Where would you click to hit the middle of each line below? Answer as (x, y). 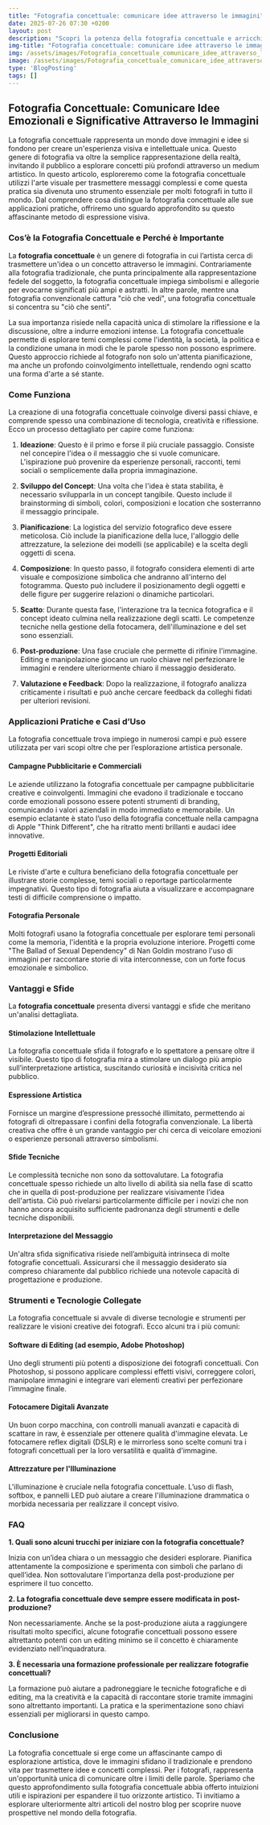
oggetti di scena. (48, 553)
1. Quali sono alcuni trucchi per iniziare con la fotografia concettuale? (127, 1543)
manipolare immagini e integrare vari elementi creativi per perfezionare (126, 1380)
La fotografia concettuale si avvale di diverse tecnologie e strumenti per (127, 1318)
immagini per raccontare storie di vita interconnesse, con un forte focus (127, 959)
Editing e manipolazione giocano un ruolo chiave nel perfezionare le (132, 660)
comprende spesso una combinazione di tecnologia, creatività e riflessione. (133, 421)
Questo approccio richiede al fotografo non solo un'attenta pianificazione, (131, 356)
